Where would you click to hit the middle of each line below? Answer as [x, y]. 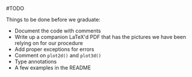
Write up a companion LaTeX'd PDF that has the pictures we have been [100, 37]
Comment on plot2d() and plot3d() [58, 55]
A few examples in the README [53, 68]
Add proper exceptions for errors [54, 49]
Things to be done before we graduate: [53, 19]
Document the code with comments [58, 31]
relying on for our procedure [49, 43]
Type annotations [35, 61]
